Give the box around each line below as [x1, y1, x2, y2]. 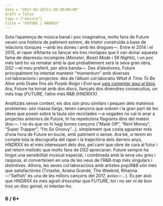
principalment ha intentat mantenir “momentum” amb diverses [5, 70, 130, 76]
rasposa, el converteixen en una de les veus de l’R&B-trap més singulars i [5, 157, 152, 163]
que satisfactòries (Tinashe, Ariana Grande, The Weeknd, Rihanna [5, 168, 138, 173]
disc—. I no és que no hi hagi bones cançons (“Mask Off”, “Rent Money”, [5, 121, 151, 127]
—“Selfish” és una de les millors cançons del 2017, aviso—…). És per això [5, 173, 152, 179]
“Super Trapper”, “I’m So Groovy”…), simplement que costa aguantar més [5, 126, 152, 132]
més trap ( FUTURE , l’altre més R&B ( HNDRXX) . [5, 91, 99, 97]
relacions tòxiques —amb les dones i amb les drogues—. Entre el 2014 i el [5, 44, 153, 50]
